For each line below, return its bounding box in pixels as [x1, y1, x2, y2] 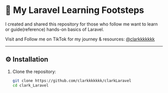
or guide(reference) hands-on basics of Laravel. [5, 26, 104, 32]
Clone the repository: [12, 68, 56, 74]
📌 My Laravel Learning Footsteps [5, 4, 144, 16]
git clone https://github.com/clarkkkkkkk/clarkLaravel [12, 78, 131, 83]
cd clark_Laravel [12, 82, 49, 88]
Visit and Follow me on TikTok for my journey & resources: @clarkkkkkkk [5, 36, 155, 42]
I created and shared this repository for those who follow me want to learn [5, 21, 158, 27]
